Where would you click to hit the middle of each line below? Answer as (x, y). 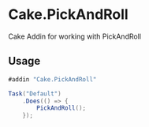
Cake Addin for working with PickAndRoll (75, 36)
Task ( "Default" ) (35, 93)
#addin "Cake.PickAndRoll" (52, 79)
